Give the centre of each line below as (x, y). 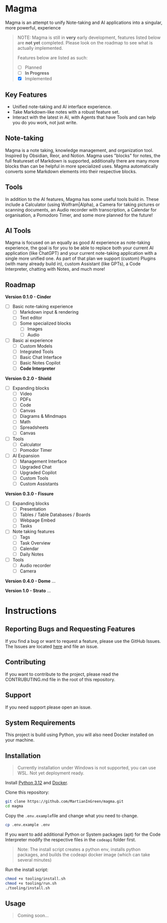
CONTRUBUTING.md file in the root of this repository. (60, 679)
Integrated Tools (37, 352)
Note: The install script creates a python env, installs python (79, 849)
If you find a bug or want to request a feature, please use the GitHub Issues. (83, 641)
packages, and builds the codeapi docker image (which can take (84, 854)
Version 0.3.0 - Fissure (29, 494)
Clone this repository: (27, 792)
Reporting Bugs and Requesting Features (70, 629)
